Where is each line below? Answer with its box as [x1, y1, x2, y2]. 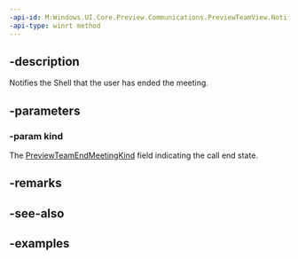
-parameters [9, 103, 81, 118]
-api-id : [9, 12, 42, 22]
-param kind [9, 129, 64, 142]
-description [9, 54, 80, 69]
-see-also [9, 206, 65, 221]
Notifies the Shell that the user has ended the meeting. [9, 77, 208, 89]
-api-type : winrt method [9, 21, 101, 30]
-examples [9, 236, 70, 251]
